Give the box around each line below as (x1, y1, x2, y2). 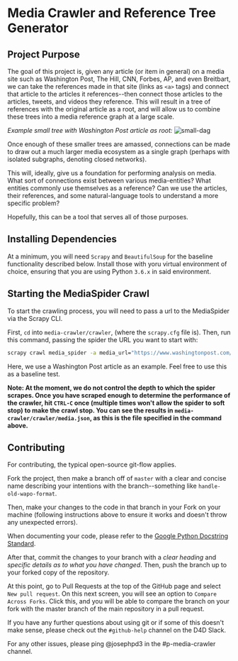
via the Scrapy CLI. (7, 314, 63, 322)
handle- (198, 483, 221, 491)
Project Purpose (7, 48, 80, 60)
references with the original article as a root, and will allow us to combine (7, 105, 221, 113)
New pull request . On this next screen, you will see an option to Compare (7, 589, 217, 598)
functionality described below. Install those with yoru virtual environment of (7, 259, 227, 268)
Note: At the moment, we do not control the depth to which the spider (7, 383, 216, 392)
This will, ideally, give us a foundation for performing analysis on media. (7, 169, 217, 177)
